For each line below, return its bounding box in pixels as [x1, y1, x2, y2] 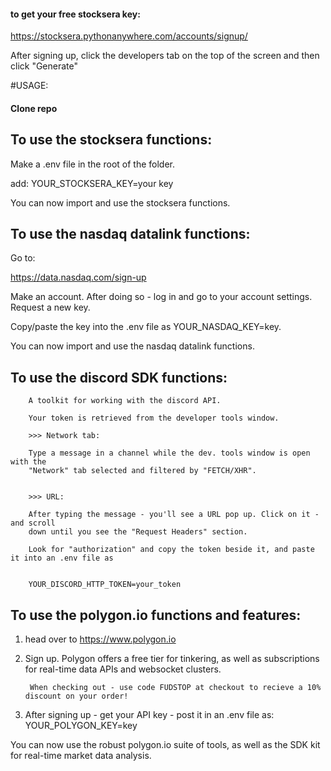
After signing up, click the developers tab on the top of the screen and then [10, 50, 320, 62]
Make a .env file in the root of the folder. [10, 158, 175, 170]
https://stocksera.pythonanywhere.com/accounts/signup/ [10, 30, 248, 42]
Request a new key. [10, 301, 91, 314]
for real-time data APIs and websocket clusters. [24, 663, 222, 675]
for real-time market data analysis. [10, 750, 152, 762]
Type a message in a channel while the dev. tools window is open [28, 448, 311, 459]
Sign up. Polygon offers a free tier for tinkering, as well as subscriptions [24, 653, 320, 665]
